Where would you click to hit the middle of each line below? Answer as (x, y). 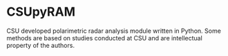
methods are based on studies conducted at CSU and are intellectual (105, 38)
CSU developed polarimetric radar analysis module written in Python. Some (114, 31)
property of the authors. (41, 45)
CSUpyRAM (41, 12)
